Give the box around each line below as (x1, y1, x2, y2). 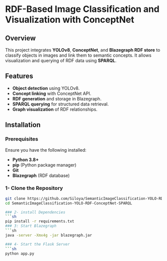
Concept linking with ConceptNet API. (12, 90, 91, 96)
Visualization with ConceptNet (5, 14, 134, 25)
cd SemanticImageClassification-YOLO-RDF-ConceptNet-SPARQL (5, 200, 133, 206)
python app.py (5, 251, 35, 256)
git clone (5, 196, 26, 201)
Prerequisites (5, 136, 38, 143)
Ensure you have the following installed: (5, 147, 87, 153)
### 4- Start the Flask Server (5, 242, 70, 247)
